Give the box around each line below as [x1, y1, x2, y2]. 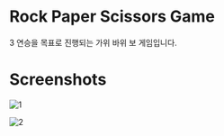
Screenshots [9, 69, 107, 90]
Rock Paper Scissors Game [9, 6, 216, 27]
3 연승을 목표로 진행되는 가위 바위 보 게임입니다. [9, 37, 177, 48]
